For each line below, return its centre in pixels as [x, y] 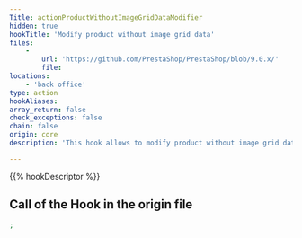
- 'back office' [56, 84]
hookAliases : [34, 101]
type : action [34, 93]
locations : [30, 76]
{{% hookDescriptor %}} [55, 176]
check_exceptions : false [56, 118]
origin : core [34, 135]
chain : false [34, 127]
